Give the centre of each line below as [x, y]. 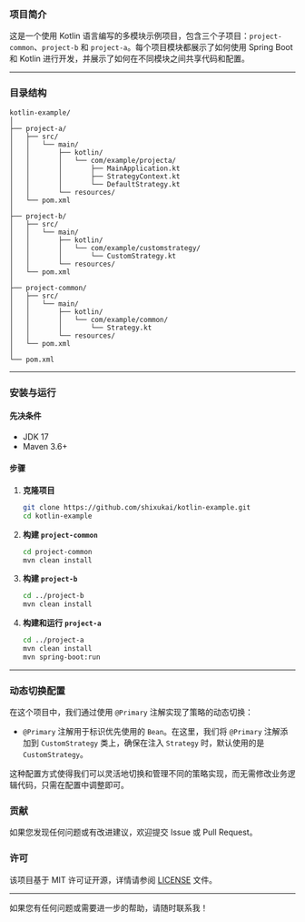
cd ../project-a [53, 640]
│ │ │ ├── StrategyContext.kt [95, 176]
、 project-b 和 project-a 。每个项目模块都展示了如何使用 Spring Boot [163, 47]
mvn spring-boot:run [61, 657]
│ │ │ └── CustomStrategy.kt [93, 256]
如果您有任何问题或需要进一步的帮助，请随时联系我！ [109, 907]
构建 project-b [50, 579]
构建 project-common [60, 534]
